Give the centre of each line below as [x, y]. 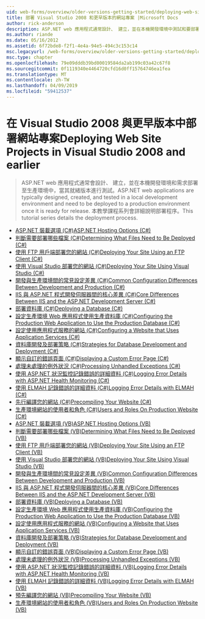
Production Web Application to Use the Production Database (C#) [97, 323]
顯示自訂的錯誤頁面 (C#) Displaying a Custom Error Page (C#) [92, 358]
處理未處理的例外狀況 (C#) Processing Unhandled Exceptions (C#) [98, 366]
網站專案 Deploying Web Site [89, 139]
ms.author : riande [30, 35]
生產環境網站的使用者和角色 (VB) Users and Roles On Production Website [106, 603]
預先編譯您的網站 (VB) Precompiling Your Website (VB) [83, 595]
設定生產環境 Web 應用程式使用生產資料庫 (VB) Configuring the [94, 509]
